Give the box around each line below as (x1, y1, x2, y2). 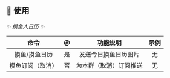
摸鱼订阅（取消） (9, 61, 59, 70)
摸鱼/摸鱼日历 (14, 50, 53, 58)
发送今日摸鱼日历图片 (79, 50, 140, 58)
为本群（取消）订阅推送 (76, 61, 143, 70)
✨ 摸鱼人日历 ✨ (6, 23, 45, 30)
